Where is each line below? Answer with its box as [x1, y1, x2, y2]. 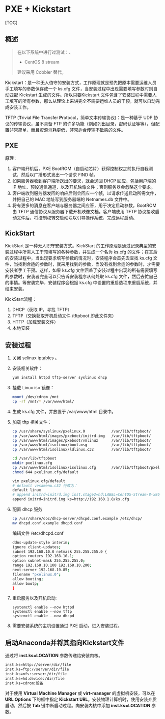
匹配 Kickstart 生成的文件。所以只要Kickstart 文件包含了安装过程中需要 [9, 92, 153, 98]
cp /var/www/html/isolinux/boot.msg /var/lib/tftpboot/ [12, 442, 151, 448]
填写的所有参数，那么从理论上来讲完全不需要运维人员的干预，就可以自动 [9, 98, 156, 104]
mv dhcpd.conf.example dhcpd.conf [12, 520, 83, 525]
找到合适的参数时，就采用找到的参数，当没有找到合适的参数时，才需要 [18, 261, 160, 267]
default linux [12, 488, 41, 492]
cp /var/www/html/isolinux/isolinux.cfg [12, 465, 96, 470]
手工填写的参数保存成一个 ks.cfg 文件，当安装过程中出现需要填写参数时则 [5, 86, 154, 91]
